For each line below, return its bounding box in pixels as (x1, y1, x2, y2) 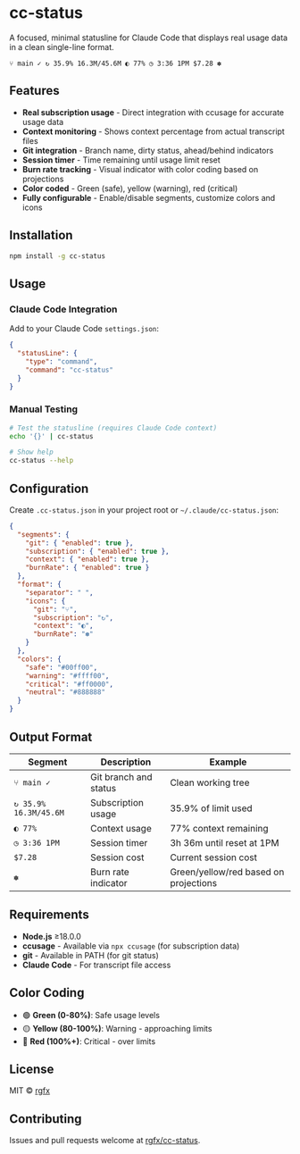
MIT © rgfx (9, 1085, 51, 1096)
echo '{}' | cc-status (9, 431, 94, 440)
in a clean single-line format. (9, 41, 114, 52)
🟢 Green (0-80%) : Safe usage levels (21, 1009, 161, 1020)
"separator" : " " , (25, 588, 94, 597)
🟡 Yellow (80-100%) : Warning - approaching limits (21, 1023, 212, 1033)
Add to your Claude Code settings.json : (9, 323, 159, 334)
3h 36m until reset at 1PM (169, 836, 279, 849)
